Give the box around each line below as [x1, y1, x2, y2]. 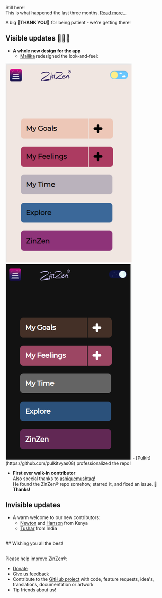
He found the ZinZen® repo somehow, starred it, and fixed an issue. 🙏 [12, 481, 157, 487]
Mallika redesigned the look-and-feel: [20, 53, 98, 59]
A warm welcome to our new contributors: [12, 514, 100, 521]
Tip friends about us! [12, 587, 57, 593]
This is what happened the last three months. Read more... [5, 10, 127, 16]
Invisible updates [5, 501, 61, 509]
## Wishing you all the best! [5, 540, 64, 546]
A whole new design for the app [12, 48, 81, 54]
